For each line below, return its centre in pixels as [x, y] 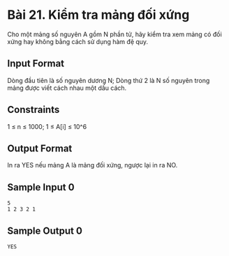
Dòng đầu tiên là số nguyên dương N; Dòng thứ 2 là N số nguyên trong [109, 80]
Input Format [36, 64]
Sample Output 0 [45, 231]
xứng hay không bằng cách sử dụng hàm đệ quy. [78, 41]
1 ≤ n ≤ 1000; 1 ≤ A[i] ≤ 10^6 [47, 126]
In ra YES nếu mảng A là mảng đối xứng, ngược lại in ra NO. [93, 165]
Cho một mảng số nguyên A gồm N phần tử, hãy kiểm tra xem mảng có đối [114, 34]
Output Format [40, 148]
